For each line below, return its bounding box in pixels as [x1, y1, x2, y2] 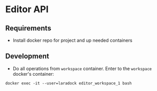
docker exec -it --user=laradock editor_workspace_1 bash [5, 80, 132, 86]
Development [5, 52, 50, 60]
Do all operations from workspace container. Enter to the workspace [12, 65, 152, 72]
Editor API [5, 4, 49, 15]
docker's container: [12, 71, 54, 77]
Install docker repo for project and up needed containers [12, 37, 132, 43]
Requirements [5, 24, 51, 33]
